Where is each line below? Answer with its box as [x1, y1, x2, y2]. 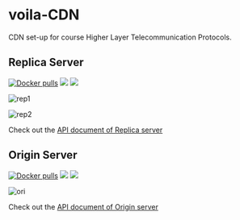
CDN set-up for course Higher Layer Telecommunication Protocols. [8, 32, 232, 42]
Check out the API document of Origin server [8, 201, 159, 211]
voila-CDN [8, 6, 80, 24]
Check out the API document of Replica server [8, 125, 163, 135]
